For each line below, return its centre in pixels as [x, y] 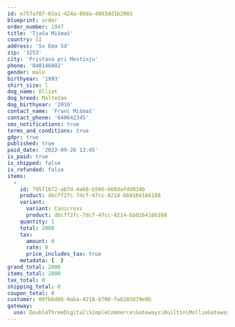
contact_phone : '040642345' [48, 117]
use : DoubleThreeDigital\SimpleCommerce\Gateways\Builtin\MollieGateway [122, 313]
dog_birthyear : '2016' [40, 105]
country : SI [24, 40]
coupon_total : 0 [31, 293]
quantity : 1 [37, 221]
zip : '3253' [24, 53]
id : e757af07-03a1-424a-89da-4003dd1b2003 [70, 14]
